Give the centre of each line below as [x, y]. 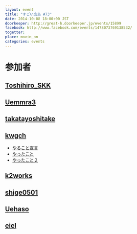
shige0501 [22, 192]
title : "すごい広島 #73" [29, 14]
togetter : [15, 32]
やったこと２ [25, 160]
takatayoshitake [30, 119]
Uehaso [17, 209]
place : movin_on [22, 37]
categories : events [25, 42]
